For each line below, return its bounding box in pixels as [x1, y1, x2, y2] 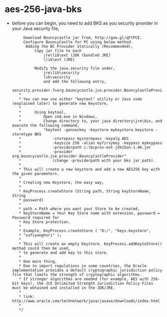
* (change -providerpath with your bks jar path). [18, 158, 155, 163]
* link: [18, 294, 35, 299]
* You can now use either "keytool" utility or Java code [18, 96, 142, 101]
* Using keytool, [18, 109, 66, 115]
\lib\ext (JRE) [43, 57, 75, 62]
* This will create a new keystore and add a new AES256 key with [18, 167, 160, 172]
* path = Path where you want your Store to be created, [18, 206, 140, 211]
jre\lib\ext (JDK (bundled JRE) [43, 53, 111, 58]
